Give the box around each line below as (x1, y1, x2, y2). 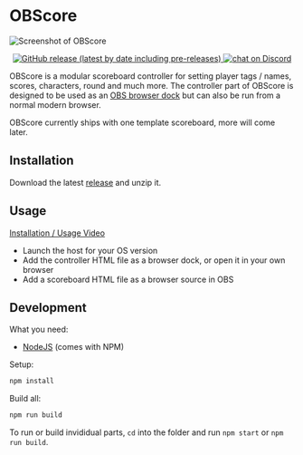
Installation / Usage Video (9, 227, 106, 238)
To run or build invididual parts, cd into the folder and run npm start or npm (9, 427, 284, 438)
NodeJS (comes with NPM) (22, 342, 125, 353)
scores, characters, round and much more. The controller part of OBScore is (9, 80, 294, 91)
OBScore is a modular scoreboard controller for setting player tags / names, (9, 70, 292, 82)
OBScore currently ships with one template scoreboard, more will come (9, 117, 276, 128)
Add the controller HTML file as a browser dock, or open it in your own (22, 255, 286, 266)
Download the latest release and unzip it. (9, 177, 162, 188)
